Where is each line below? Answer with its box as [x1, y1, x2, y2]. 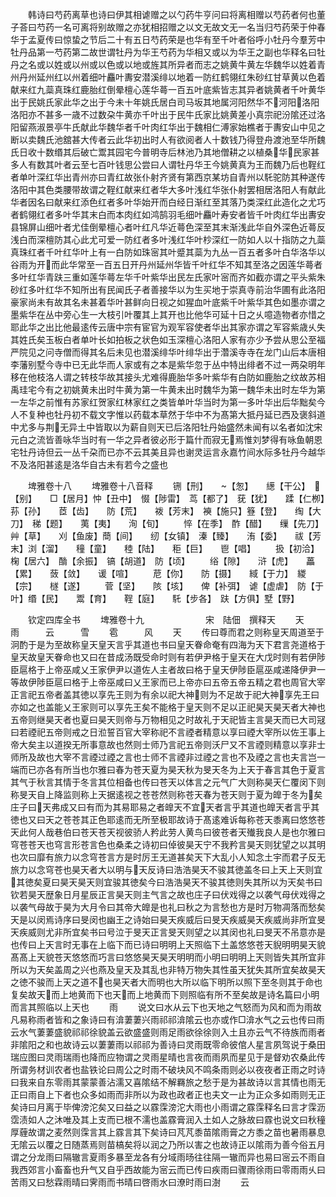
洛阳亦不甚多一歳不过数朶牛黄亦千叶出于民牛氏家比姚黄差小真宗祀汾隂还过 [10, 109, 317, 120]
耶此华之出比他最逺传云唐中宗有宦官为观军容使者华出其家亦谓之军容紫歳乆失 [10, 321, 326, 333]
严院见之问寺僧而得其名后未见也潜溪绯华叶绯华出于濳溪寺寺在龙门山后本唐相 [10, 346, 326, 358]
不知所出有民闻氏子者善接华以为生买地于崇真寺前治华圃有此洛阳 [62, 284, 326, 295]
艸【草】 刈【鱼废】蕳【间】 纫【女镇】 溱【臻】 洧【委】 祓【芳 [10, 530, 322, 542]
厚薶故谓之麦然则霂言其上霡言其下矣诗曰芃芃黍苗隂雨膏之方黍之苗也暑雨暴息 [10, 1126, 326, 1138]
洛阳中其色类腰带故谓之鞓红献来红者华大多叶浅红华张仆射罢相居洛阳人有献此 [10, 184, 326, 195]
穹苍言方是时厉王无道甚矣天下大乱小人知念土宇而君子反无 [88, 851, 326, 863]
